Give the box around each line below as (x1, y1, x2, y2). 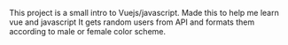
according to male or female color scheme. (9, 26, 167, 36)
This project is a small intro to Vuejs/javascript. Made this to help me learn (9, 8, 279, 18)
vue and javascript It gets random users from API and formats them (9, 17, 255, 27)
